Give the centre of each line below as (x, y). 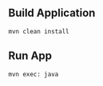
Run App (30, 56)
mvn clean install (39, 31)
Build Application (52, 13)
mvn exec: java (34, 74)
